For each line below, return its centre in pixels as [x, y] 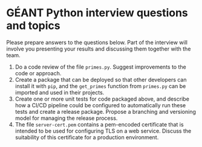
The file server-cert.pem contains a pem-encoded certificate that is [99, 124]
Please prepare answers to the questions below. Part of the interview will [97, 42]
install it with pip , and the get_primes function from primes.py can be [100, 86]
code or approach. [38, 73]
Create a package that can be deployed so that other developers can [101, 80]
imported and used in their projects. [60, 92]
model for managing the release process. [66, 118]
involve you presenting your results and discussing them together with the [99, 49]
